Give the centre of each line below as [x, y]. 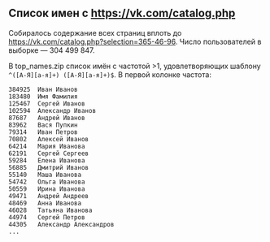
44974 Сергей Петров [47, 217]
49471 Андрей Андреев [49, 196]
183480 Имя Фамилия [44, 97]
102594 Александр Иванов [52, 110]
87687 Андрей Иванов [47, 118]
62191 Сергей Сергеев [49, 153]
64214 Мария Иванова [47, 146]
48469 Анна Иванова [45, 203]
